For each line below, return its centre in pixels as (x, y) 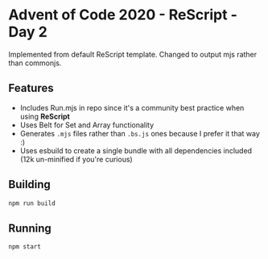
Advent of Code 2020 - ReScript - (123, 15)
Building (29, 184)
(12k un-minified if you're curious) (76, 159)
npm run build (32, 203)
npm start (25, 247)
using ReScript (45, 116)
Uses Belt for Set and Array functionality (87, 125)
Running (30, 228)
